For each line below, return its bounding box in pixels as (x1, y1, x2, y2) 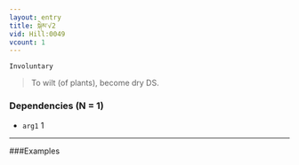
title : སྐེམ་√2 (9, 21, 56, 30)
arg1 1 (21, 120, 44, 130)
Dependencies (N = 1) (9, 99, 104, 112)
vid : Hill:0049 (9, 29, 66, 38)
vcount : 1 (9, 37, 46, 47)
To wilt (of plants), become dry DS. (30, 77, 159, 89)
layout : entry (9, 12, 62, 22)
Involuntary (9, 62, 53, 71)
